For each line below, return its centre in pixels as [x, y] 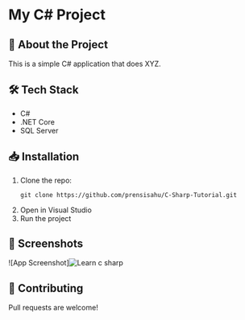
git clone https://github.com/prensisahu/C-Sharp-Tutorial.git [129, 195]
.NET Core [37, 121]
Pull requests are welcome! [53, 308]
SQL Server [39, 130]
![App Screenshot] [39, 263]
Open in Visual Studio [56, 210]
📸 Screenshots [46, 244]
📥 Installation [44, 157]
